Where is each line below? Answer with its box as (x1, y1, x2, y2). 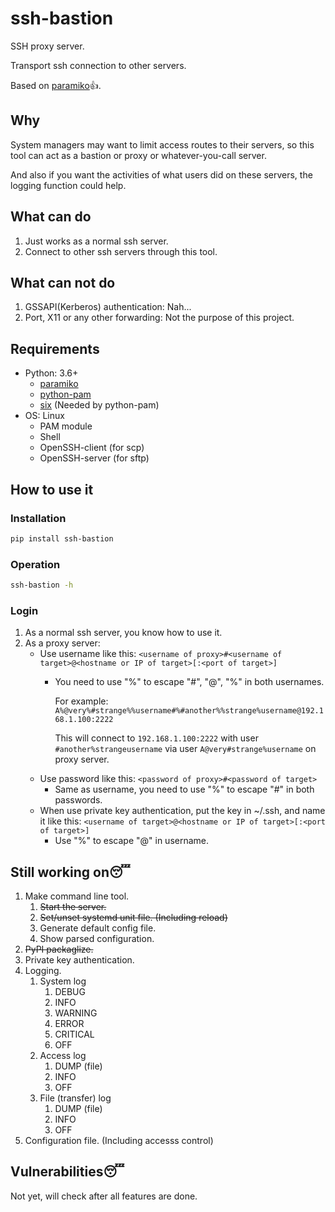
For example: (54, 695, 109, 707)
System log (39, 975, 87, 987)
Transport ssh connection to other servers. (10, 59, 187, 71)
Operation (10, 557, 61, 571)
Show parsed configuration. (39, 933, 155, 945)
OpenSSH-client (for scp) (39, 442, 145, 454)
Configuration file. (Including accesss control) (24, 1135, 214, 1147)
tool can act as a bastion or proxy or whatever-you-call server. (10, 149, 267, 161)
